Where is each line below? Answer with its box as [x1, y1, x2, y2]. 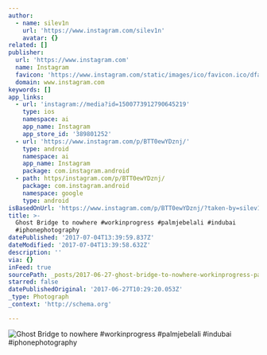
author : [8, 11, 34, 20]
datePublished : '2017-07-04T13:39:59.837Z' [8, 234, 155, 242]
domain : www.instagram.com [15, 78, 105, 86]
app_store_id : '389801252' [22, 130, 112, 138]
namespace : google [22, 189, 83, 197]
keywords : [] [8, 85, 52, 94]
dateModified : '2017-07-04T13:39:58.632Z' [8, 241, 151, 249]
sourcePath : [8, 271, 48, 279]
